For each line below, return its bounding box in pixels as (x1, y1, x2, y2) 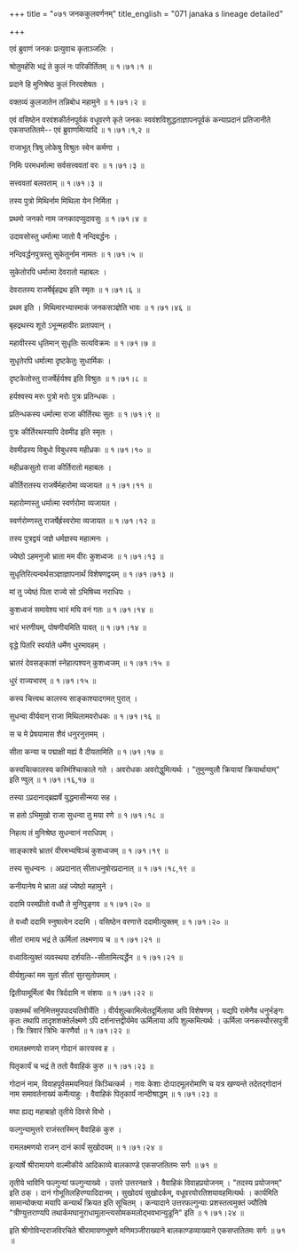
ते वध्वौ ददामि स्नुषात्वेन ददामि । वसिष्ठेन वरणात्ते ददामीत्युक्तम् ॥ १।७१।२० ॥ (9, 916, 229, 927)
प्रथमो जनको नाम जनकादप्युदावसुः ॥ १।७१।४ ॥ (9, 213, 147, 224)
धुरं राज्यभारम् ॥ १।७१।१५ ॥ (9, 675, 97, 686)
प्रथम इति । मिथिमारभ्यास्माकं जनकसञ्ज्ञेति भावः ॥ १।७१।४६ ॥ (9, 302, 191, 313)
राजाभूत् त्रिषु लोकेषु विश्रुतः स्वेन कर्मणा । (9, 142, 121, 153)
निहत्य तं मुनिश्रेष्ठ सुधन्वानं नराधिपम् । (9, 827, 114, 838)
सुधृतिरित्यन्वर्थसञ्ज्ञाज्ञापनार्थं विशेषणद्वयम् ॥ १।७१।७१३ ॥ (9, 569, 174, 579)
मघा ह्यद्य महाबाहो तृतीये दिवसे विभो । (9, 1106, 113, 1117)
